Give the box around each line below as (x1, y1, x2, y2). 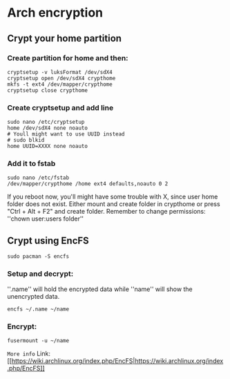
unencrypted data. (7, 292, 60, 300)
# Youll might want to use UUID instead (7, 131, 126, 138)
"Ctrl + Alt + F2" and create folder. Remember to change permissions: (7, 207, 206, 216)
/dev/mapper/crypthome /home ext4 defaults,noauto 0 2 (7, 181, 169, 187)
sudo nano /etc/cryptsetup (7, 119, 85, 126)
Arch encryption (7, 5, 104, 21)
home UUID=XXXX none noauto (7, 143, 88, 150)
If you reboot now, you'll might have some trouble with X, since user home (7, 192, 218, 201)
